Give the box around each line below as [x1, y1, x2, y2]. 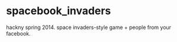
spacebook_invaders [6, 4, 111, 18]
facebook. [6, 30, 31, 37]
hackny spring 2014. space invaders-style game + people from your [6, 24, 172, 31]
